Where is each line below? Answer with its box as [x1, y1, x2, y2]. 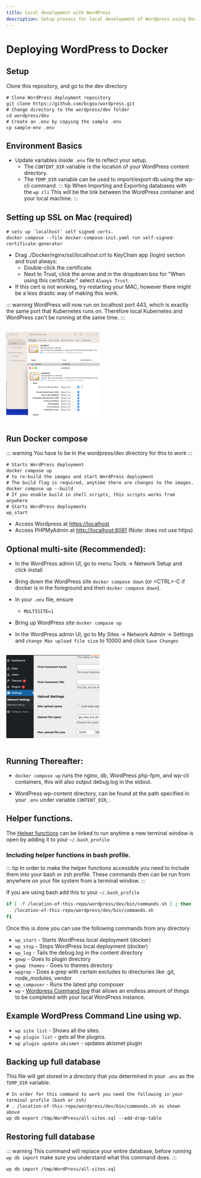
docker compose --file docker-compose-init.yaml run [6, 235, 141, 241]
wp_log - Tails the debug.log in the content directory [14, 949, 143, 956]
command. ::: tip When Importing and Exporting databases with [31, 182, 187, 189]
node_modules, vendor [14, 974, 72, 981]
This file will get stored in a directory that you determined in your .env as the [6, 1073, 194, 1080]
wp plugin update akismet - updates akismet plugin [14, 1040, 142, 1047]
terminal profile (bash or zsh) [6, 1097, 87, 1104]
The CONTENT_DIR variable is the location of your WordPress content [23, 163, 190, 170]
